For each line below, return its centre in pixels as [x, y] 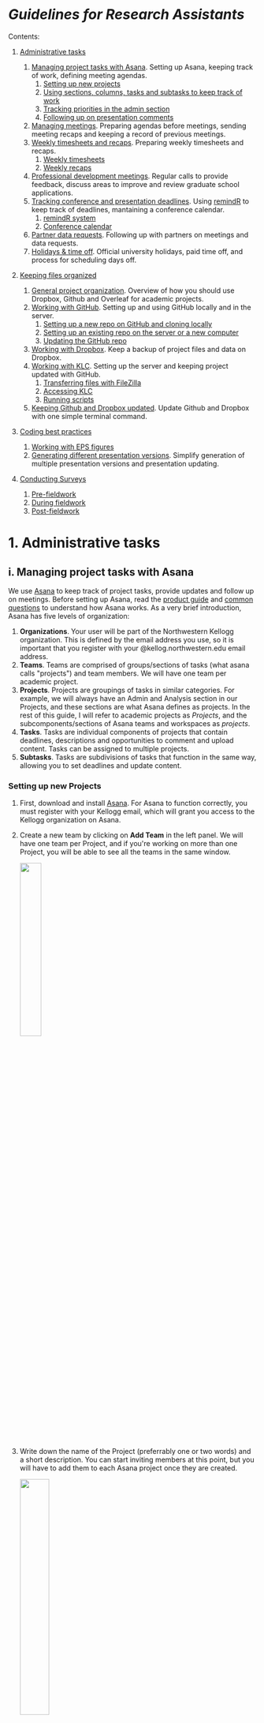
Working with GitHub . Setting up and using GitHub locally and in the [141, 307]
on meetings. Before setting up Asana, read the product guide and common [131, 599]
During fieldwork [59, 502]
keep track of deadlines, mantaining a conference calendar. [128, 209]
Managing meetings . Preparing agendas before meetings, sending [139, 125]
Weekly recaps [67, 167]
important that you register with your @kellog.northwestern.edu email [132, 648]
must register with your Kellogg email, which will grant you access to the [137, 811]
